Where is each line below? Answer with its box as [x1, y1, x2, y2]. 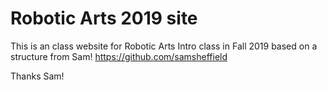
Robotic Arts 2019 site [10, 7, 198, 30]
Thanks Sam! [10, 70, 65, 82]
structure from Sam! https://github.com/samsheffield [10, 50, 228, 62]
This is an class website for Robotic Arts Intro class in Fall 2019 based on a [10, 40, 318, 52]
